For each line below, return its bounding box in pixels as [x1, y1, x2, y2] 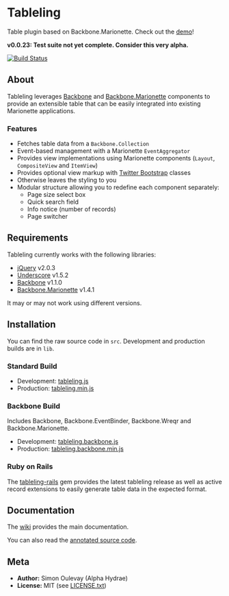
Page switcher [27, 213, 68, 221]
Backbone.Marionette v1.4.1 [16, 285, 94, 294]
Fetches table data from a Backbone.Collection [16, 139, 149, 148]
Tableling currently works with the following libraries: [7, 250, 156, 259]
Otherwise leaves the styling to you [16, 176, 117, 184]
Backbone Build [7, 401, 60, 411]
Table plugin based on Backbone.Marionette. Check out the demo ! [7, 27, 194, 36]
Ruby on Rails [7, 462, 53, 471]
